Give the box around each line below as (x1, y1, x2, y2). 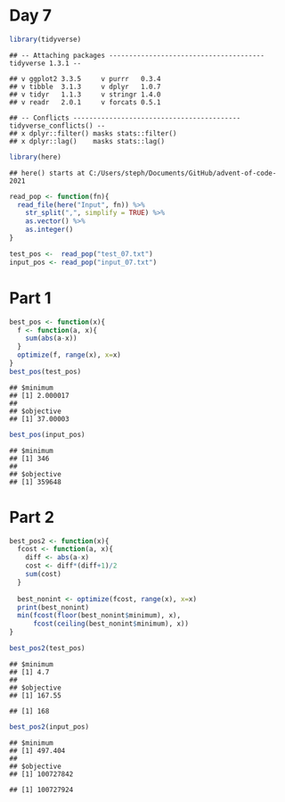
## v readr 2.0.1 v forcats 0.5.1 (9, 97, 162, 107)
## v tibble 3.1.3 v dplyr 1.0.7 (9, 82, 162, 91)
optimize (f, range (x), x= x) (17, 351, 122, 360)
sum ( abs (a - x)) (25, 334, 77, 343)
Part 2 (9, 507, 55, 527)
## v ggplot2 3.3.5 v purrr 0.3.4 (9, 74, 162, 83)
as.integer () (25, 225, 74, 235)
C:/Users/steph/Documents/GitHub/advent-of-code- (88, 169, 277, 178)
